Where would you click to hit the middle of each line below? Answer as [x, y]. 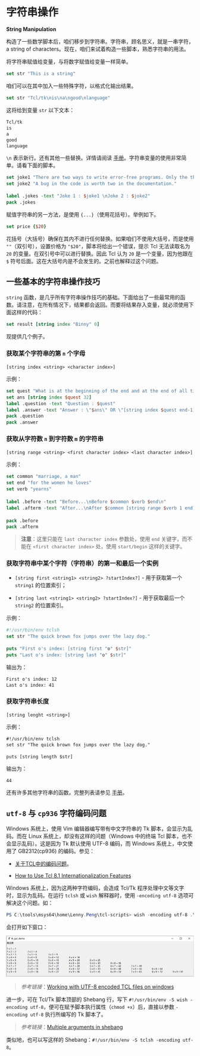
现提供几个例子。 [27, 336]
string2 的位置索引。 [40, 605]
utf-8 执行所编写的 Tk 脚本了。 [68, 1014]
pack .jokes [21, 203]
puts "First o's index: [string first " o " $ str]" [69, 649]
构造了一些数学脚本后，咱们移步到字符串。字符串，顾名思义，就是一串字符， [100, 41]
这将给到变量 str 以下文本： [40, 110]
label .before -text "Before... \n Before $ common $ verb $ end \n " [86, 502]
